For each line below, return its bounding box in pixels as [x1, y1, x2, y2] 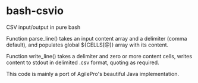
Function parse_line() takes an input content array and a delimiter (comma [6, 35, 187, 42]
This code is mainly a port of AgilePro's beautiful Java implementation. [6, 70, 180, 77]
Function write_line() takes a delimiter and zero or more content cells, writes [6, 52, 192, 59]
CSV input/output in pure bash [6, 24, 81, 31]
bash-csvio [6, 4, 64, 18]
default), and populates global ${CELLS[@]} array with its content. [6, 41, 169, 48]
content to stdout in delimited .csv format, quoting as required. [6, 59, 159, 66]
